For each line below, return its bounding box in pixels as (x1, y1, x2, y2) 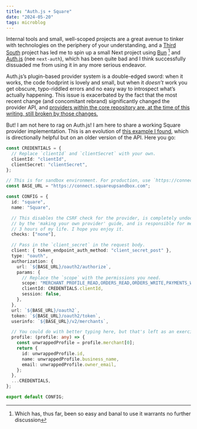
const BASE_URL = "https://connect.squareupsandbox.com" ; (6, 183, 151, 189)
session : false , (21, 291, 62, 297)
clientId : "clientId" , (11, 156, 67, 162)
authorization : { (11, 258, 54, 264)
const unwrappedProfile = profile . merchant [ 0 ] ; (16, 340, 135, 346)
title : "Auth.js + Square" (6, 8, 72, 15)
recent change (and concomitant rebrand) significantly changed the (6, 98, 170, 105)
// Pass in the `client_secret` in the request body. (11, 242, 145, 248)
